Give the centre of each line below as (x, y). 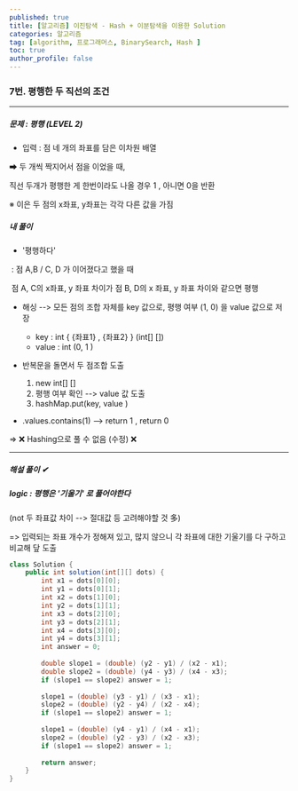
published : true (39, 17)
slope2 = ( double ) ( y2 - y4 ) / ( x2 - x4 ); (121, 705)
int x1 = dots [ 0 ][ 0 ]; (81, 581)
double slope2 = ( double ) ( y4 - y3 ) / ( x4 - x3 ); (134, 671)
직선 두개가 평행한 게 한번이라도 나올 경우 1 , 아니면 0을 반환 (112, 186)
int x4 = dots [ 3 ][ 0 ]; (81, 630)
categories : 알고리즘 (45, 34)
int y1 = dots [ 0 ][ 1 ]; (81, 589)
